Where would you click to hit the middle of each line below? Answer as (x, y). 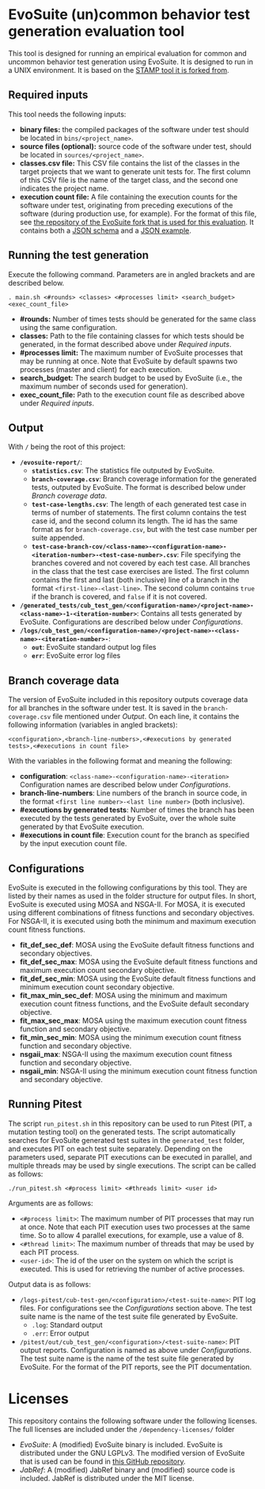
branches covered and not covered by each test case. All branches (141, 563)
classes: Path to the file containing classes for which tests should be (132, 336)
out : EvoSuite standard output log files (94, 648)
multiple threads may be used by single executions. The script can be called (132, 1165)
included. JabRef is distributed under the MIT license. (107, 1478)
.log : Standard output (67, 1324)
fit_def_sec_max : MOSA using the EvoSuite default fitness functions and (138, 962)
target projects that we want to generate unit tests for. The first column (135, 171)
